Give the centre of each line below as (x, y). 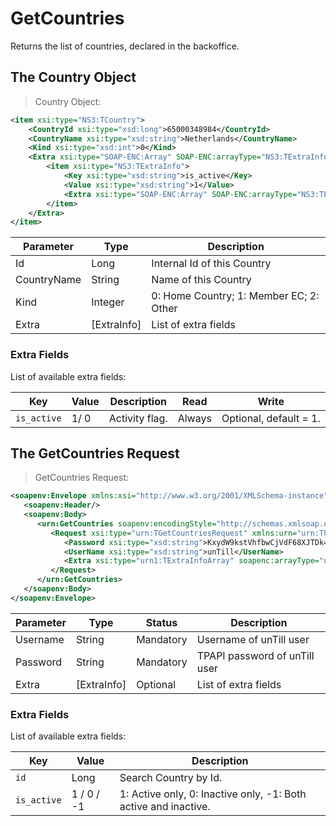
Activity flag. (138, 418)
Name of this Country (201, 280)
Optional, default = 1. (271, 418)
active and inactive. (165, 807)
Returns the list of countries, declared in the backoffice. (125, 46)
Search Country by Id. (171, 778)
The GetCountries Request (95, 453)
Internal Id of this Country (211, 264)
